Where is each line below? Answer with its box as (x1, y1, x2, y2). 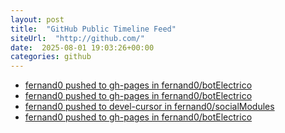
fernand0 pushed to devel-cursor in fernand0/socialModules (24, 101, 275, 113)
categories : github (10, 52, 92, 62)
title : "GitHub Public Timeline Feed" (10, 24, 177, 34)
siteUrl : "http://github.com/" (10, 33, 145, 43)
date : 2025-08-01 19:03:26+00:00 (10, 42, 155, 53)
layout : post (10, 14, 65, 25)
